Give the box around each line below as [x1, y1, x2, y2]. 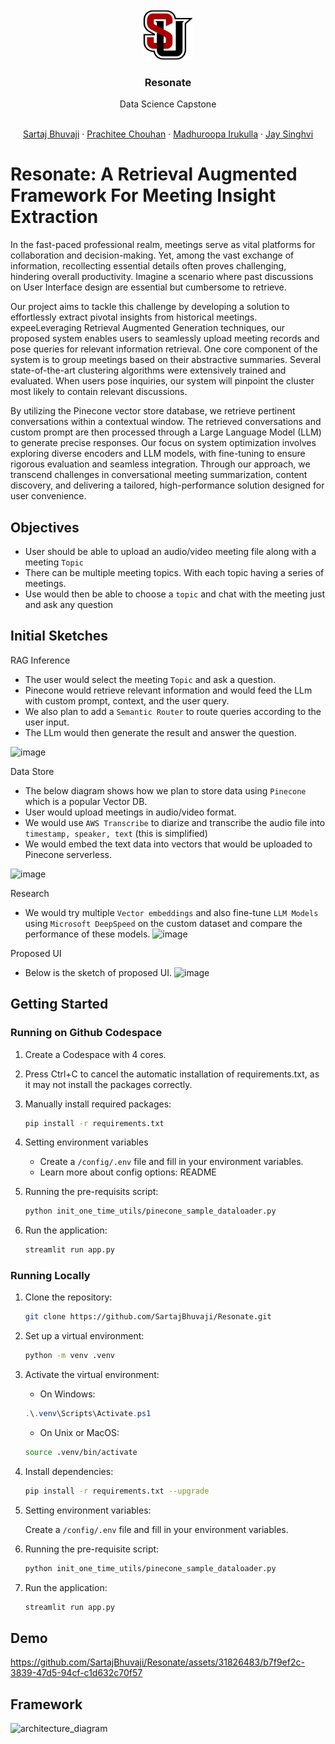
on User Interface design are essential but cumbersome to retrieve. [10, 281, 287, 293]
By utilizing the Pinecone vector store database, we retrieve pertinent [10, 405, 296, 417]
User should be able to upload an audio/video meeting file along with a [24, 546, 317, 558]
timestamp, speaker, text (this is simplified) [24, 827, 208, 839]
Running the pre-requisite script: [24, 1543, 160, 1555]
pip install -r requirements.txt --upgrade [24, 1486, 210, 1496]
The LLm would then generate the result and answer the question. [24, 726, 297, 738]
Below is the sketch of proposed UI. [24, 966, 173, 978]
